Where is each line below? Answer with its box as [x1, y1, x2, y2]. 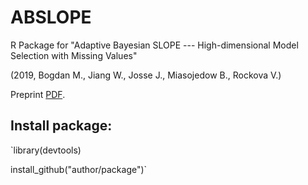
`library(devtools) [10, 144, 82, 156]
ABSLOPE [10, 6, 92, 29]
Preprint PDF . [10, 88, 66, 100]
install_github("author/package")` [10, 163, 148, 175]
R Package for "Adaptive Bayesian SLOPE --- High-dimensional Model [10, 39, 299, 51]
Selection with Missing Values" [10, 49, 138, 61]
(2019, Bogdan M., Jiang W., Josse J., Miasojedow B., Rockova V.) [10, 69, 282, 81]
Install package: [10, 117, 113, 135]
